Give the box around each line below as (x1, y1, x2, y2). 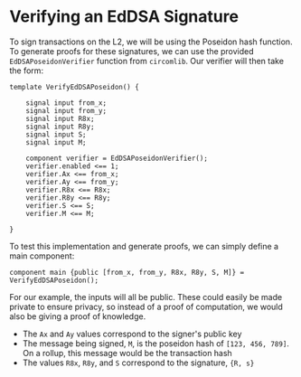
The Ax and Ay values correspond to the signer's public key (22, 328, 242, 339)
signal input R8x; (25, 114, 95, 123)
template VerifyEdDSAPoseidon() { (9, 82, 140, 91)
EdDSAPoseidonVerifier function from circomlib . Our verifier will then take (9, 55, 285, 66)
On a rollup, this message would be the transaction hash (22, 347, 232, 358)
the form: (9, 65, 43, 76)
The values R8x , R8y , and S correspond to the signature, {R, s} (22, 357, 255, 368)
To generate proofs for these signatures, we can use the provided (9, 45, 255, 56)
